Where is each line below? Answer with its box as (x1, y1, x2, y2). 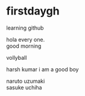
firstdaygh (6, 4, 60, 18)
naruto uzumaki (6, 77, 45, 85)
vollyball (6, 54, 27, 61)
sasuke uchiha (6, 83, 42, 91)
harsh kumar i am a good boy (6, 65, 79, 73)
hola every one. (6, 36, 45, 43)
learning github (6, 24, 44, 31)
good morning (6, 42, 42, 50)
